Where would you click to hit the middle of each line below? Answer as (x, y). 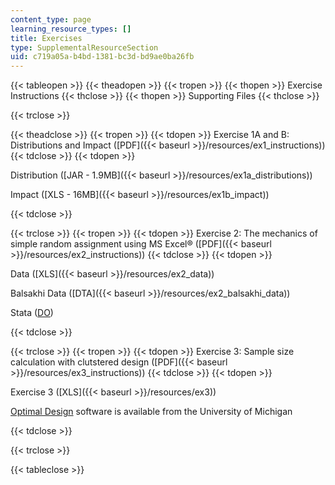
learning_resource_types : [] (71, 29)
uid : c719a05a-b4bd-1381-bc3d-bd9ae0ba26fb (102, 57)
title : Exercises (46, 38)
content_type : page (51, 19)
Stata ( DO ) (32, 313)
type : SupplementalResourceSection (84, 47)
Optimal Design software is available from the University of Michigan (151, 412)
